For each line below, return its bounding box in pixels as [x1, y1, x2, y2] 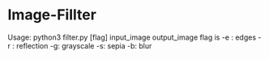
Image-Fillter [7, 6, 96, 24]
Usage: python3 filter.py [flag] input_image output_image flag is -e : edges [7, 32, 257, 42]
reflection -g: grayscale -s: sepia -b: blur [16, 40, 152, 50]
